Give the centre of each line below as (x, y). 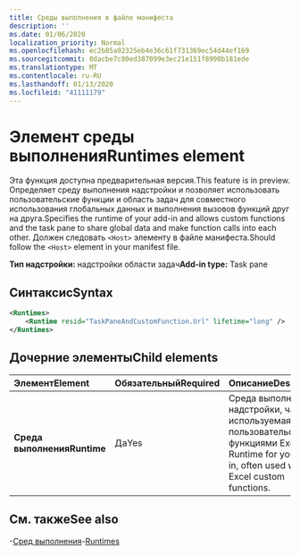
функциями (253, 442)
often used (263, 465)
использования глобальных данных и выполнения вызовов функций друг (150, 209)
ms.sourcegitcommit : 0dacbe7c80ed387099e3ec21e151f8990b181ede (129, 59)
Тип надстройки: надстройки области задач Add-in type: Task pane (138, 264)
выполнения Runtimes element (127, 155)
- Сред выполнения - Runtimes (65, 541)
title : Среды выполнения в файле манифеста (92, 17)
